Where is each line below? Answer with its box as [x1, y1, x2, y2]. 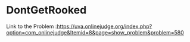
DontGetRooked [6, 3, 87, 17]
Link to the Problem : [6, 23, 57, 30]
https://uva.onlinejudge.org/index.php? [56, 23, 152, 30]
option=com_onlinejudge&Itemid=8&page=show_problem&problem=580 [6, 29, 185, 36]
